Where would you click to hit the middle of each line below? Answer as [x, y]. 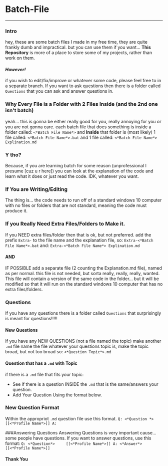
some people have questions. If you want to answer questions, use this [78, 438]
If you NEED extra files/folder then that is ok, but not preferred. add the [78, 235]
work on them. [20, 58]
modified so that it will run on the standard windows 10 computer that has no [84, 284]
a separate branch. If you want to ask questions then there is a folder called [83, 86]
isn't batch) [19, 110]
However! [15, 69]
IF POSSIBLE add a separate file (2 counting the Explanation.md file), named [84, 268]
